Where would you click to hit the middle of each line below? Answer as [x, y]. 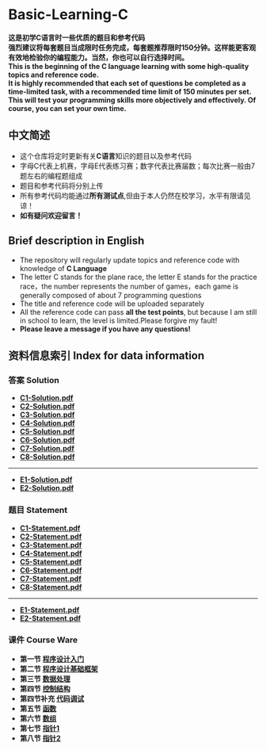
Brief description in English [76, 241]
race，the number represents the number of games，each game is [129, 286]
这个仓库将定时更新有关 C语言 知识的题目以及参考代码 [106, 155]
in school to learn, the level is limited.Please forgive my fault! [118, 320]
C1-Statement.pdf [50, 528]
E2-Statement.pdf [50, 618]
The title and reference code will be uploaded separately [112, 304]
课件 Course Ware [43, 640]
